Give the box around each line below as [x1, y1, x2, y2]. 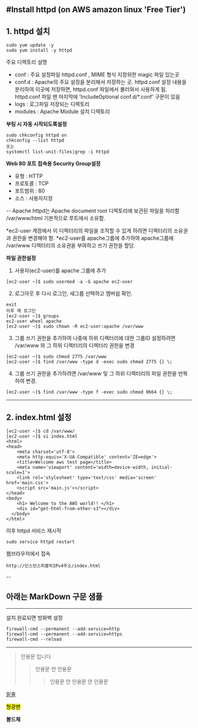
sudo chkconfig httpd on [6, 132, 67, 138]
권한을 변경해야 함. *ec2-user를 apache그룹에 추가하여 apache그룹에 [12, 234, 174, 241]
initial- [151, 465, 173, 471]
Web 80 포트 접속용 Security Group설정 [6, 160, 101, 167]
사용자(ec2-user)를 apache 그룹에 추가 [14, 267, 106, 274]
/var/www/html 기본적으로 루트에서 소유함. [6, 215, 105, 222]
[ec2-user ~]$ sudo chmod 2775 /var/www [6, 354, 107, 360]
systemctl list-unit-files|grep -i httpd [6, 149, 110, 155]
